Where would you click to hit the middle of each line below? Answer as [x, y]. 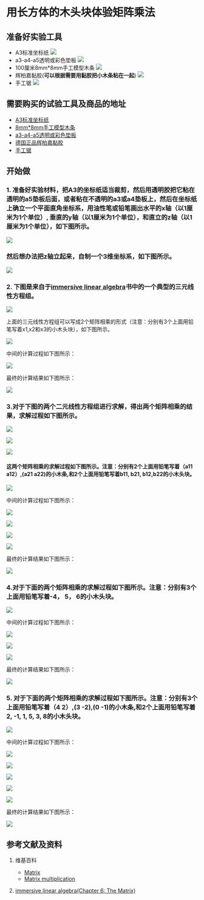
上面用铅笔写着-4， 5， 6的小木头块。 [62, 597]
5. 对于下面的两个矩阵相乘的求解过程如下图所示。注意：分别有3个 [102, 698]
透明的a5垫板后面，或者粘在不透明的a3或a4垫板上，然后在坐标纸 [102, 199]
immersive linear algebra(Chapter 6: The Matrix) [75, 891]
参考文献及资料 [34, 844]
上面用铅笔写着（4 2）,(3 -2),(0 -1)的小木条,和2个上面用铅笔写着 [101, 707]
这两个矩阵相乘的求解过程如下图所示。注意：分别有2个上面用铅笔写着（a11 [100, 466]
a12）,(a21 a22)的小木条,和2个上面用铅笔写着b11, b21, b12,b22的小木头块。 [101, 474]
